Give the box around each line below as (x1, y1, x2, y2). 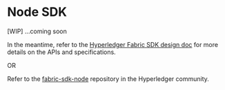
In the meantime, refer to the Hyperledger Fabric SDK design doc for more (7, 40, 219, 48)
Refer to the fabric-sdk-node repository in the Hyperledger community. (7, 74, 209, 83)
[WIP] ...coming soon (7, 27, 68, 35)
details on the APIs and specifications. (7, 48, 116, 56)
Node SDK (7, 4, 68, 20)
